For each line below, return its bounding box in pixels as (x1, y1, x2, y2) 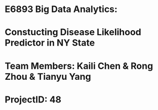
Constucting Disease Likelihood (5, 27, 141, 38)
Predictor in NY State (5, 37, 95, 49)
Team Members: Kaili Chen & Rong (5, 60, 153, 71)
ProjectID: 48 (5, 94, 62, 105)
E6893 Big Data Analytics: (5, 4, 117, 15)
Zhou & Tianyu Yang (5, 71, 92, 82)
